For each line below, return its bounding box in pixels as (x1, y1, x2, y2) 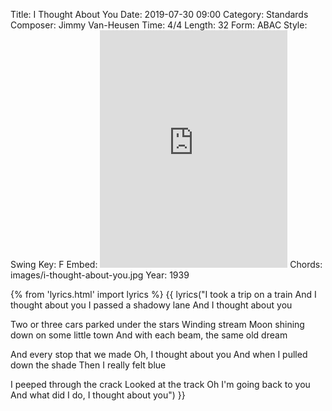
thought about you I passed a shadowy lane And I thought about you (10, 299, 293, 311)
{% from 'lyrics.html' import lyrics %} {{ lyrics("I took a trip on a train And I (10, 289, 317, 300)
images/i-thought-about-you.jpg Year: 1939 (10, 269, 190, 281)
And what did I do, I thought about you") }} (10, 389, 186, 401)
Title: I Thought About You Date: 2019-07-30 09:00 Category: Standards (10, 9, 309, 20)
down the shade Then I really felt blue (10, 359, 167, 371)
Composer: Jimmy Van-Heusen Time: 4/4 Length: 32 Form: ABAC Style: (10, 19, 308, 31)
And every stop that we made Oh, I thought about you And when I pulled (10, 349, 308, 360)
